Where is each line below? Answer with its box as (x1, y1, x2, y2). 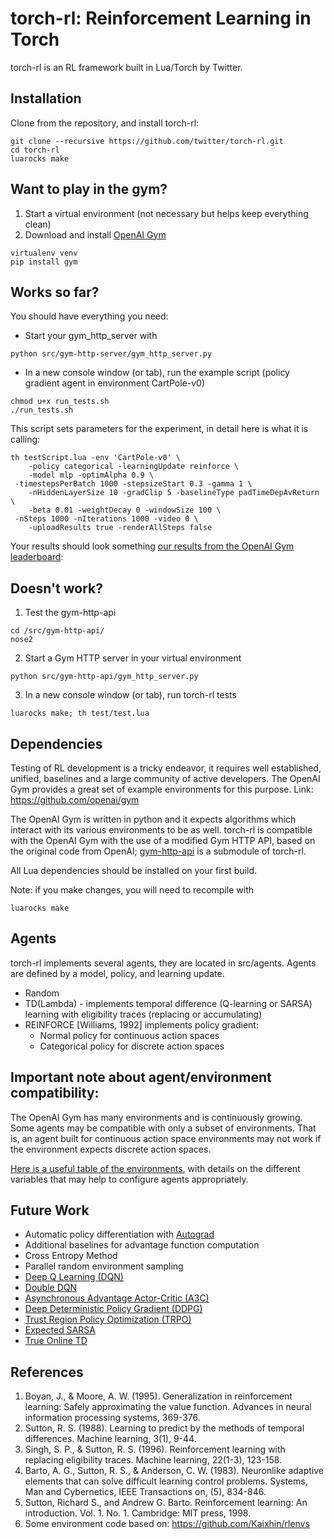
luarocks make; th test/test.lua (10, 708, 150, 719)
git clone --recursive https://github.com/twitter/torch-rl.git (10, 136, 284, 146)
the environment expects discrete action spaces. (10, 1143, 212, 1155)
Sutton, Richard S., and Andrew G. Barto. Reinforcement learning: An (24, 1497, 308, 1509)
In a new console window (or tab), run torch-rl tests (24, 689, 237, 701)
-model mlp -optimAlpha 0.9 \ (28, 470, 155, 481)
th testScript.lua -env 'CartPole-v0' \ (10, 453, 182, 463)
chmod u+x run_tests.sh (10, 397, 110, 407)
